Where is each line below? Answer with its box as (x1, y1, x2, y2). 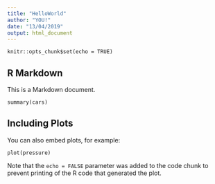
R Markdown (7, 67, 63, 79)
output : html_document (7, 29, 73, 37)
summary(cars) (7, 99, 49, 106)
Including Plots (7, 118, 74, 129)
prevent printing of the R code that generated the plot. (7, 169, 162, 177)
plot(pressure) (7, 149, 51, 156)
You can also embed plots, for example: (7, 136, 121, 144)
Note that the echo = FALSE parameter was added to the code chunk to (7, 161, 209, 169)
